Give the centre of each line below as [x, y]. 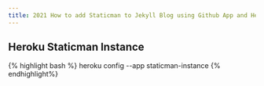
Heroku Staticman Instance [76, 47]
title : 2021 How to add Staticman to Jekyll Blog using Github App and [128, 15]
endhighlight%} [33, 74]
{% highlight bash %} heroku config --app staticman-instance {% [114, 66]
